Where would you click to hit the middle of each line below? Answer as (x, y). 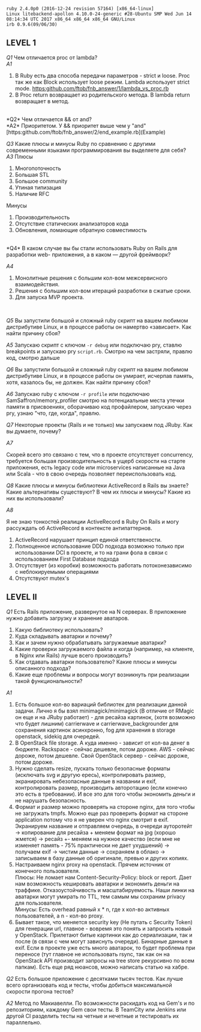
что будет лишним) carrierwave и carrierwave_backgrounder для (97, 723)
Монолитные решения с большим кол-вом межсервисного (91, 278)
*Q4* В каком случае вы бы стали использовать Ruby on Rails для (92, 248)
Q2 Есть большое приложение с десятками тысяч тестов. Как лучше (95, 978)
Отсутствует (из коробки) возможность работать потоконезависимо (103, 565)
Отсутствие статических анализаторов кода (72, 224)
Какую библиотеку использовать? (59, 629)
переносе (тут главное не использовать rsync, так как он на (92, 954)
